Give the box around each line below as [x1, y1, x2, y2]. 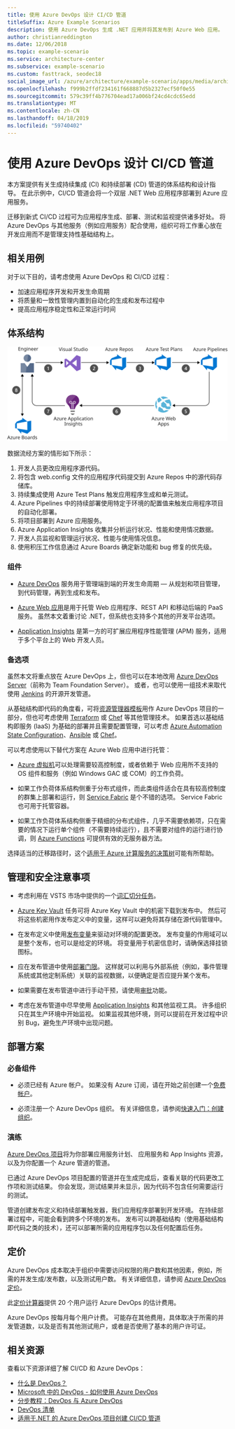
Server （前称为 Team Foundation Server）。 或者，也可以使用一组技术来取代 [7, 681, 227, 689]
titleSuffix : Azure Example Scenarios [7, 18, 120, 26]
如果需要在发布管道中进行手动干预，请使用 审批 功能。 [17, 985, 171, 994]
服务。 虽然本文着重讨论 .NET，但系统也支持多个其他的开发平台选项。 [17, 612, 219, 620]
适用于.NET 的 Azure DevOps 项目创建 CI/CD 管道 [17, 1414, 161, 1423]
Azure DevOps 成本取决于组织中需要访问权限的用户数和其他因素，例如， [7, 1266, 217, 1274]
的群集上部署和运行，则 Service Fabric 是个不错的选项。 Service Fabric [17, 793, 222, 801]
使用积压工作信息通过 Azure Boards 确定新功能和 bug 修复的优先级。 [17, 543, 216, 552]
